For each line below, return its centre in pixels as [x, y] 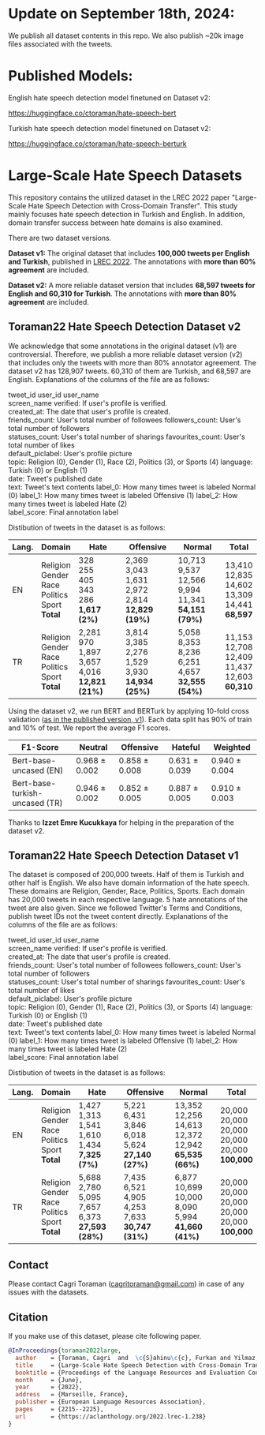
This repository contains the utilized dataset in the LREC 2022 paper [119, 197]
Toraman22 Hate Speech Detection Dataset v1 [123, 856]
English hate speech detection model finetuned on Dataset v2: [109, 97]
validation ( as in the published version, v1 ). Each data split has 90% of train [130, 719]
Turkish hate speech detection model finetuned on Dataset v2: [110, 128]
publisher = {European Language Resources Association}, [111, 1402]
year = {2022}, [49, 1387]
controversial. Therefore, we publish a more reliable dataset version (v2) [125, 354]
